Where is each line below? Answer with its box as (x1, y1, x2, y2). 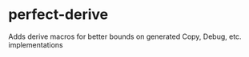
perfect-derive (8, 6, 109, 24)
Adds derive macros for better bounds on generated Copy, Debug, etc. (8, 32, 242, 41)
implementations (8, 40, 64, 49)
